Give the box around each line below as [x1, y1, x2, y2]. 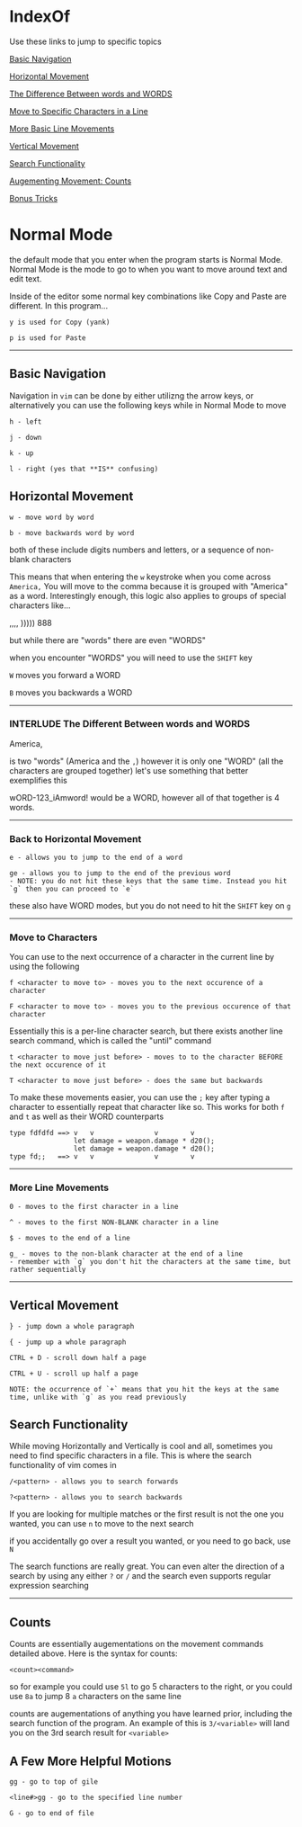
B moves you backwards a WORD [9, 686, 133, 698]
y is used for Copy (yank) [9, 318, 111, 327]
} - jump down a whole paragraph [9, 1321, 135, 1330]
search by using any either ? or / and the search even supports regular [9, 1571, 271, 1581]
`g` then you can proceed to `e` [9, 884, 135, 894]
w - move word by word [9, 513, 94, 522]
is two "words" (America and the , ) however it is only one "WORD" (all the [9, 756, 284, 766]
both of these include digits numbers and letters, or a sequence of [9, 544, 254, 555]
